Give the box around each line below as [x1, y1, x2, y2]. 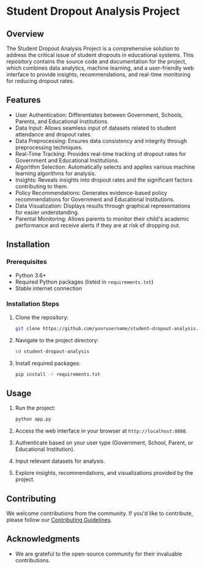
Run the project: [15, 405, 56, 412]
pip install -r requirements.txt [15, 371, 101, 377]
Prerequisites [6, 258, 47, 266]
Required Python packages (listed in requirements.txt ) [15, 278, 154, 285]
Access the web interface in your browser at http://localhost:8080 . [15, 427, 188, 435]
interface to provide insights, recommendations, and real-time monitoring [6, 71, 191, 78]
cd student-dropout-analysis [15, 348, 90, 354]
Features [6, 95, 41, 105]
